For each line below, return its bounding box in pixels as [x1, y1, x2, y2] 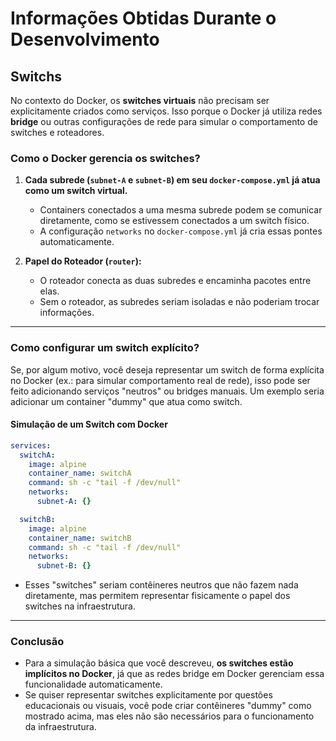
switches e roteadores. [10, 127, 105, 138]
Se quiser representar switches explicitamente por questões [24, 689, 273, 701]
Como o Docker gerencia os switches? [10, 151, 201, 165]
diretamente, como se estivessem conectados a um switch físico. [39, 215, 310, 227]
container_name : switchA [28, 468, 132, 479]
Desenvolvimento [10, 28, 160, 51]
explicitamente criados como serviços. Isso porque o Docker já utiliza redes [10, 105, 323, 117]
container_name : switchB [28, 533, 132, 543]
